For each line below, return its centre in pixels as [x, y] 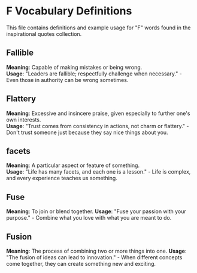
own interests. [24, 119]
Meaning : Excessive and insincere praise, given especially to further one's [98, 113]
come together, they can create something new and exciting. [81, 264]
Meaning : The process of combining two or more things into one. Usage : [96, 251]
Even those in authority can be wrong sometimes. [67, 80]
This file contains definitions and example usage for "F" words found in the [99, 28]
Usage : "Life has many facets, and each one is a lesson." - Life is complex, [99, 172]
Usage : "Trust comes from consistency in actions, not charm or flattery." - [98, 126]
